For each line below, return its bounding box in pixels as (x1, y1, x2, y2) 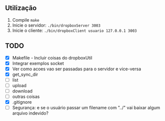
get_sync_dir (12, 71, 38, 77)
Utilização (5, 4, 37, 12)
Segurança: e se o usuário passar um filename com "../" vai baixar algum (12, 105, 161, 111)
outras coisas (12, 93, 40, 100)
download (12, 88, 33, 94)
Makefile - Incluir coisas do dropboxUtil (12, 55, 93, 60)
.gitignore (12, 99, 32, 105)
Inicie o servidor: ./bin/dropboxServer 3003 (12, 22, 101, 28)
